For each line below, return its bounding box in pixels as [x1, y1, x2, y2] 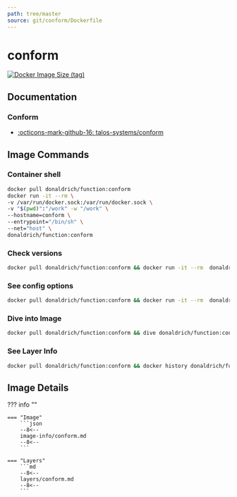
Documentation [7, 91, 78, 103]
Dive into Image [7, 314, 62, 324]
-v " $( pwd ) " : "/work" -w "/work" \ [7, 205, 109, 212]
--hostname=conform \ [7, 212, 71, 219]
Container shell [7, 170, 61, 180]
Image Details [7, 381, 69, 393]
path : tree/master [7, 10, 61, 18]
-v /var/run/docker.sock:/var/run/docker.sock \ [7, 199, 153, 206]
